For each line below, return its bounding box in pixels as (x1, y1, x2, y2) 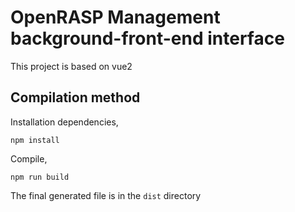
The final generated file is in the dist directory (10, 189, 202, 201)
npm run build (10, 172, 70, 182)
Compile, (10, 152, 48, 165)
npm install (10, 135, 60, 145)
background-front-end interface (10, 27, 285, 50)
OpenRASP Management (10, 6, 221, 29)
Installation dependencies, (10, 116, 119, 128)
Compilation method (10, 89, 141, 106)
